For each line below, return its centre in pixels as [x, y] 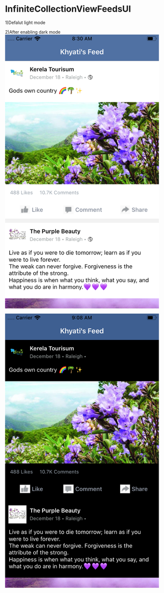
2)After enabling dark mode [33, 32]
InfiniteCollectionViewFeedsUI [68, 9]
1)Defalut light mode [25, 22]
